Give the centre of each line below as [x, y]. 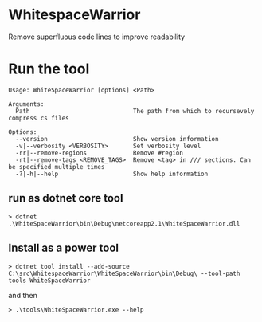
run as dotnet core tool [66, 198]
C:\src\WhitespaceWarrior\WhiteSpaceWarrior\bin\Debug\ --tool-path [124, 273]
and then [23, 295]
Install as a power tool [64, 248]
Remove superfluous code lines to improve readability [97, 37]
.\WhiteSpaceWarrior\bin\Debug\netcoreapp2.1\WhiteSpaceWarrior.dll [124, 224]
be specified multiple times [57, 167]
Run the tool [49, 69]
